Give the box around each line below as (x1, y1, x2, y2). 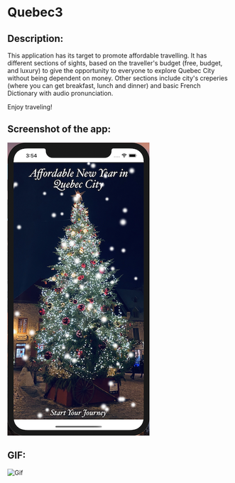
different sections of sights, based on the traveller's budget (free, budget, (7, 59, 223, 67)
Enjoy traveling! (7, 103, 53, 111)
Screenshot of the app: (7, 123, 111, 135)
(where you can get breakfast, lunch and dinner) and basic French (7, 82, 201, 89)
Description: (7, 33, 64, 45)
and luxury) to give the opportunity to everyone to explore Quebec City (7, 67, 215, 74)
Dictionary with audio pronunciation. (7, 89, 114, 97)
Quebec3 (7, 4, 63, 21)
